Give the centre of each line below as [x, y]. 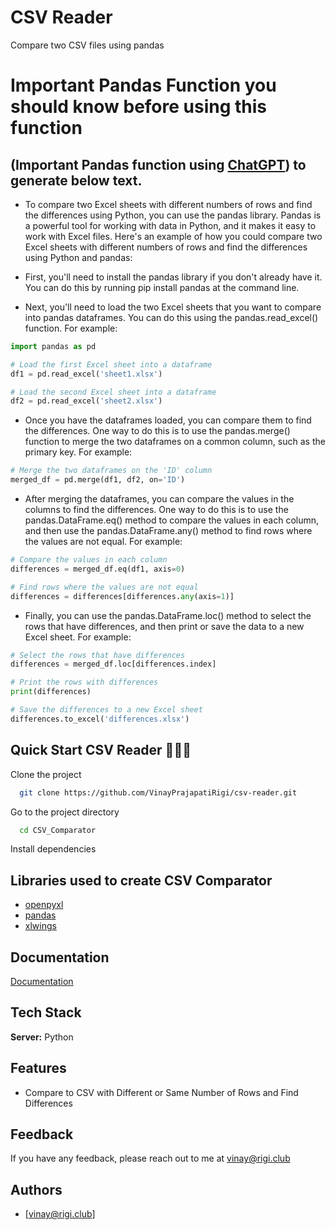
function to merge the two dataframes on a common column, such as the [175, 442]
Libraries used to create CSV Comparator [141, 880]
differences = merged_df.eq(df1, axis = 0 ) [98, 569]
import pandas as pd [53, 346]
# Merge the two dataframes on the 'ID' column [111, 471]
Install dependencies [53, 849]
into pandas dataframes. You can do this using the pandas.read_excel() [171, 317]
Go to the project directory [65, 812]
